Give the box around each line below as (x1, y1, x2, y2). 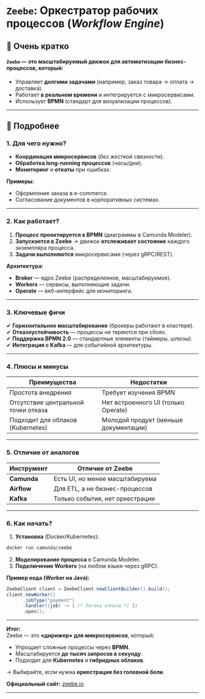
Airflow (9, 484, 32, 493)
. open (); (22, 609, 45, 615)
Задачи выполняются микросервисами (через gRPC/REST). (15, 250, 174, 258)
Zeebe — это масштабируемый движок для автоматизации (6, 58, 164, 65)
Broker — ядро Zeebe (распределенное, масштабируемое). (15, 274, 171, 281)
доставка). (15, 84, 43, 92)
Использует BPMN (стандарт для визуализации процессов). (15, 97, 173, 104)
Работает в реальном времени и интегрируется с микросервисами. (15, 91, 195, 98)
